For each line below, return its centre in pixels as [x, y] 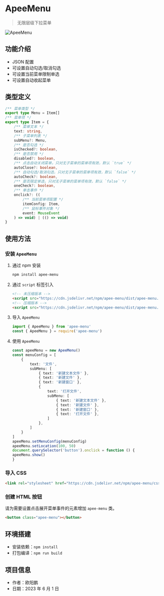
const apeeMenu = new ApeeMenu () [46, 351]
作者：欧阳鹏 [25, 582]
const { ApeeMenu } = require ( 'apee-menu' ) [57, 331]
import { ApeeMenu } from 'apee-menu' [51, 327]
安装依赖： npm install [35, 547]
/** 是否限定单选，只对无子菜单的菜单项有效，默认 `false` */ [70, 181]
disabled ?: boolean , [35, 159]
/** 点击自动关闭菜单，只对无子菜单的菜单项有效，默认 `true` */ [73, 163]
